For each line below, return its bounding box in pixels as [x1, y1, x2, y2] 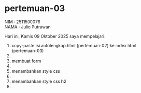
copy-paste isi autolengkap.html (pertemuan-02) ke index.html [11, 42, 137, 48]
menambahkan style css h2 [11, 78, 67, 84]
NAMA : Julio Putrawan [4, 24, 51, 29]
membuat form [11, 58, 42, 64]
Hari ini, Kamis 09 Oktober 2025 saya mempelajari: [4, 33, 106, 39]
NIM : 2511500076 [4, 19, 41, 25]
